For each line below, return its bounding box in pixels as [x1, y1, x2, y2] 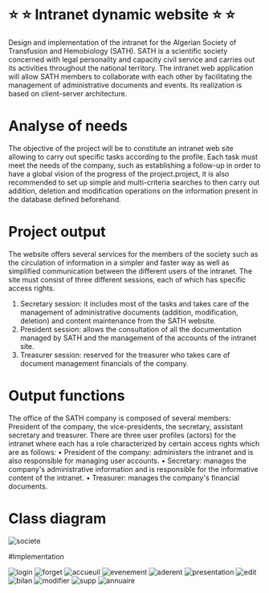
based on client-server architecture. [8, 88, 128, 98]
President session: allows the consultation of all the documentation [19, 324, 243, 334]
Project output [8, 223, 106, 241]
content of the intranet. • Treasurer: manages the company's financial [8, 473, 239, 482]
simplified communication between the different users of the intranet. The [8, 266, 253, 276]
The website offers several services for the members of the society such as [8, 249, 259, 258]
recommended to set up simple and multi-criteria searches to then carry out [8, 177, 260, 187]
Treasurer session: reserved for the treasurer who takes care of [19, 350, 230, 359]
